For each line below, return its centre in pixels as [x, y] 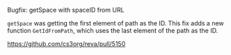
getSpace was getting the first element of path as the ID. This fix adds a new [115, 23]
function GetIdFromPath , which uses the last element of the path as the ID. [113, 31]
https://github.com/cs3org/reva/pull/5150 [66, 44]
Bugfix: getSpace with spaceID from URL [66, 10]
